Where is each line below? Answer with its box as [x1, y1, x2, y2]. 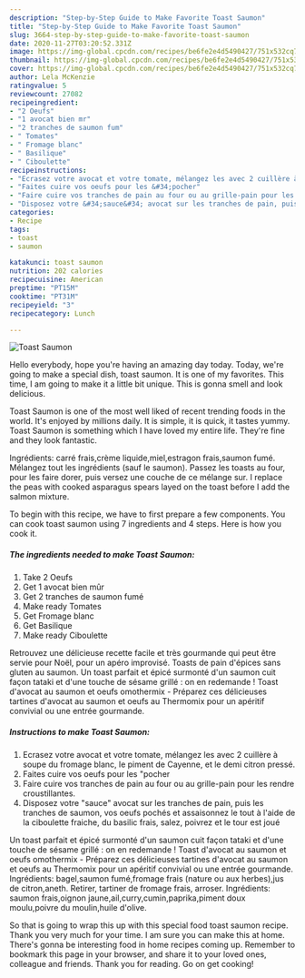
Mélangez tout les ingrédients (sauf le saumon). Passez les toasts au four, [9, 462, 286, 473]
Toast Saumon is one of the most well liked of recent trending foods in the [9, 406, 286, 417]
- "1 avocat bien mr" [9, 115, 92, 124]
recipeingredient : [9, 97, 79, 107]
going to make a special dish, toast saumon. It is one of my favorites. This [9, 369, 284, 380]
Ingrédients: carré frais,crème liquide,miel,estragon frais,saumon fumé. [9, 452, 276, 464]
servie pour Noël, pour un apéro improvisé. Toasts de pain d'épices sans [9, 657, 281, 669]
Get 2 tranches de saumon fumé [22, 591, 144, 602]
